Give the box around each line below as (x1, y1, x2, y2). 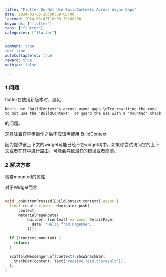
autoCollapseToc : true (5, 53, 52, 58)
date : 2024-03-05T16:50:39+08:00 (5, 12, 75, 17)
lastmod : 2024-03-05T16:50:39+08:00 (5, 16, 81, 21)
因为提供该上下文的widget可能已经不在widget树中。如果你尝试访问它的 (5, 141, 151, 147)
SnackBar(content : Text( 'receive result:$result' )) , (14, 258, 126, 264)
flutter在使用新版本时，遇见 (5, 96, 61, 102)
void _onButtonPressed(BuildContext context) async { (5, 198, 119, 204)
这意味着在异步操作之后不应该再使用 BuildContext (5, 131, 107, 137)
